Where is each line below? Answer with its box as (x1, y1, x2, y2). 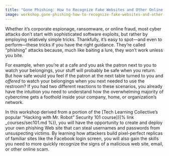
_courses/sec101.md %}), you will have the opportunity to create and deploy (5, 119, 163, 125)
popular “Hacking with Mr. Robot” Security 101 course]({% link (5, 114, 134, 120)
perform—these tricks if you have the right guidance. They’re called (5, 41, 146, 47)
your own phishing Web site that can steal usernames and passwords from (5, 124, 160, 130)
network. (5, 99, 24, 105)
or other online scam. (5, 146, 49, 152)
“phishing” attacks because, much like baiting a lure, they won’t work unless (5, 47, 163, 53)
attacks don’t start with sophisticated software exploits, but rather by (5, 31, 148, 37)
